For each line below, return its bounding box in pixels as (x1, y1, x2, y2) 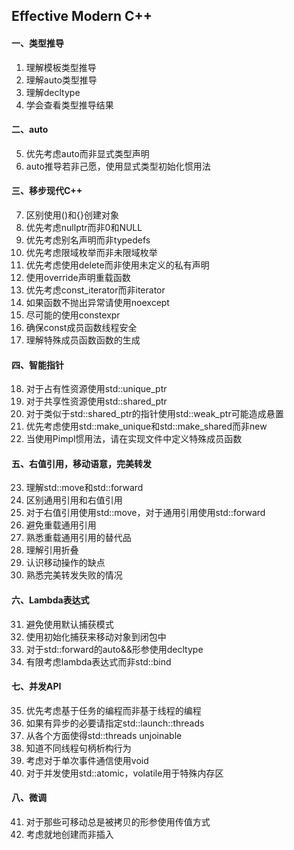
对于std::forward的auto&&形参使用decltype (25, 643, 204, 655)
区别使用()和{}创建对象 (25, 209, 119, 221)
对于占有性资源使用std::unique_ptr (25, 383, 168, 395)
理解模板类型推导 (25, 61, 97, 73)
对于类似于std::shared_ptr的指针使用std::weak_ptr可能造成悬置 (25, 408, 284, 420)
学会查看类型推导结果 (25, 99, 114, 111)
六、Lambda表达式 (11, 594, 90, 606)
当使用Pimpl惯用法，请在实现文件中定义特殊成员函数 (25, 433, 243, 445)
